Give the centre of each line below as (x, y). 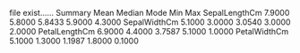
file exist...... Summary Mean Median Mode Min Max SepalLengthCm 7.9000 (150, 13)
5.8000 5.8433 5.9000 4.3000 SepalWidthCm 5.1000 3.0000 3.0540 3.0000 (150, 22)
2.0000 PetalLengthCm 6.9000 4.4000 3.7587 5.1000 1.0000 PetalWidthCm (149, 31)
